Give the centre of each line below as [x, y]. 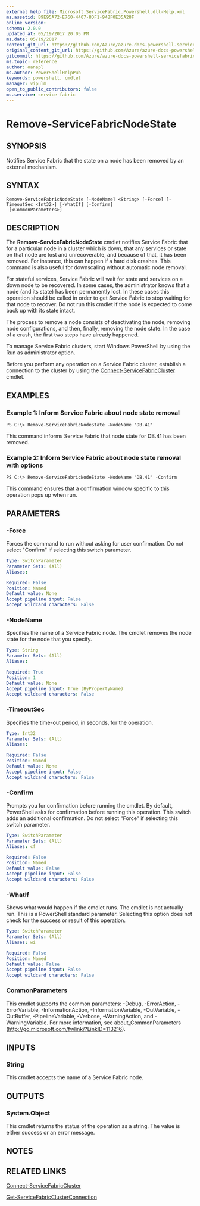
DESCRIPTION [33, 228]
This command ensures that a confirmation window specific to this [88, 488]
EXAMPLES [28, 396]
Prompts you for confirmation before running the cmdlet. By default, [90, 805]
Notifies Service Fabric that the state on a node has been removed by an [95, 160]
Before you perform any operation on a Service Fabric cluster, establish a [96, 364]
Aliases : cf [21, 846]
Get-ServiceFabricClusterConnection [51, 1197]
